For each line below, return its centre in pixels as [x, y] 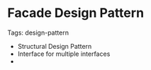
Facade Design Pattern [75, 13]
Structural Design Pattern [55, 46]
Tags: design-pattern [38, 33]
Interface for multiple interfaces [64, 54]
